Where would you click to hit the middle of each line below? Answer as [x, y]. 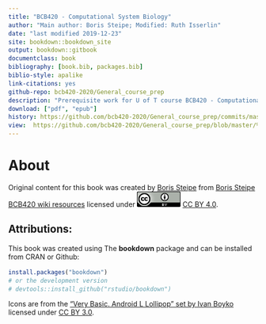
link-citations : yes [42, 83]
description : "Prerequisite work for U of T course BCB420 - [111, 100]
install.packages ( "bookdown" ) [58, 272]
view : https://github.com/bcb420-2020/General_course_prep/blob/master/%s [136, 126]
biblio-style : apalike [46, 75]
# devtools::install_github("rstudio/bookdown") [90, 289]
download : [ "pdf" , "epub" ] [53, 109]
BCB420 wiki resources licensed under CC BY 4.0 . [114, 204]
